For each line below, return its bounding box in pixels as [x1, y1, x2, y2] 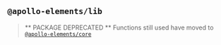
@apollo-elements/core [24, 30, 92, 38]
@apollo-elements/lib [7, 6, 102, 17]
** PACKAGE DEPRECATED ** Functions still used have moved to [24, 23, 214, 32]
